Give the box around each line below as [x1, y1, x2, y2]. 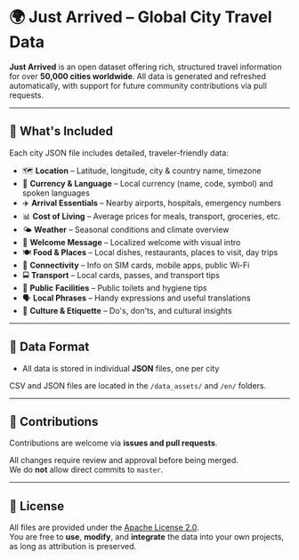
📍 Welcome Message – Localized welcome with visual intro [21, 236, 241, 247]
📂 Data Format [9, 340, 90, 355]
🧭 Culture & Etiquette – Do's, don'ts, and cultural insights [21, 305, 233, 316]
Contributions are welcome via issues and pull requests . [9, 437, 218, 449]
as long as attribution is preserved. [9, 541, 137, 552]
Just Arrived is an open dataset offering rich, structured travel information [9, 61, 282, 72]
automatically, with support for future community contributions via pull [9, 80, 267, 91]
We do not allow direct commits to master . [9, 464, 164, 476]
